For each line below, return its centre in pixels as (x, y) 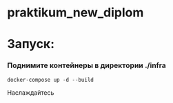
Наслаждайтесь (31, 92)
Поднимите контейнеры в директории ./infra (87, 65)
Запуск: (31, 44)
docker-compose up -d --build (51, 80)
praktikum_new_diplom (75, 13)
